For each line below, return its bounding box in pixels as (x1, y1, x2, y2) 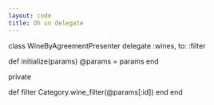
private (8, 72, 32, 81)
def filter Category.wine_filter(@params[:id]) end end (8, 87, 184, 96)
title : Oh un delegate (8, 19, 84, 27)
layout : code (8, 11, 52, 20)
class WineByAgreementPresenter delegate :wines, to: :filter (8, 41, 206, 50)
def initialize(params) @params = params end (8, 56, 160, 66)
